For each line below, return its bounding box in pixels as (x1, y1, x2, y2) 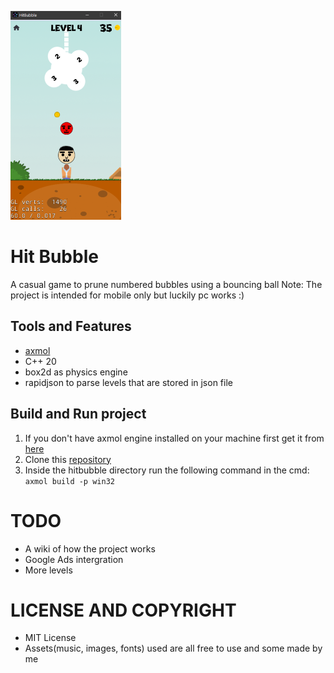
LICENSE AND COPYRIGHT (10, 599, 237, 621)
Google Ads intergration (24, 553, 124, 565)
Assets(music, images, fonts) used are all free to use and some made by (24, 642, 323, 655)
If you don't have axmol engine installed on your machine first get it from (24, 432, 325, 444)
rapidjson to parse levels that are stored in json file (24, 376, 233, 388)
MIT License (24, 632, 77, 644)
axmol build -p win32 (24, 476, 115, 486)
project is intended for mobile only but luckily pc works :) (10, 289, 245, 301)
